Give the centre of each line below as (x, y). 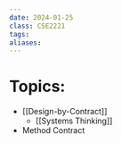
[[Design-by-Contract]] (65, 112)
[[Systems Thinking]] (74, 121)
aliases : (25, 42)
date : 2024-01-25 (41, 17)
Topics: (37, 87)
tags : (19, 34)
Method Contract (53, 130)
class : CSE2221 (37, 26)
